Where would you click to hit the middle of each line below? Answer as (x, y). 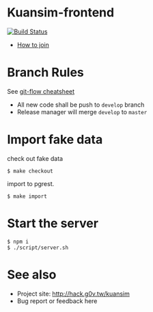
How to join (33, 44)
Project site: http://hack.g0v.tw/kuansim (73, 294)
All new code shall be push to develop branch (81, 105)
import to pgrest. (31, 183)
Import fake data (55, 140)
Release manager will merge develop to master (82, 112)
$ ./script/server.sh (38, 248)
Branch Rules (45, 73)
